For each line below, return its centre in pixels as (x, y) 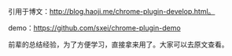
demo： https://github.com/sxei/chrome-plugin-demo (94, 28)
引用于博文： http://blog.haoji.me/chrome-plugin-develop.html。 (112, 11)
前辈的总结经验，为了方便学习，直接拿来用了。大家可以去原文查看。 (118, 44)
